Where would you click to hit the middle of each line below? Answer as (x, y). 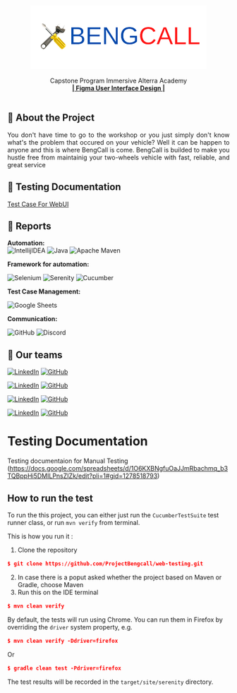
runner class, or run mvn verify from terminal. (74, 523)
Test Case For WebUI (38, 204)
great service (26, 164)
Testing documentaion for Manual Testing (68, 461)
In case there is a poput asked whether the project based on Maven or (120, 577)
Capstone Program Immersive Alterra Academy (119, 80)
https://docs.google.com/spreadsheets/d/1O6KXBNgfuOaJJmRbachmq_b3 (119, 469)
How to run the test (50, 498)
